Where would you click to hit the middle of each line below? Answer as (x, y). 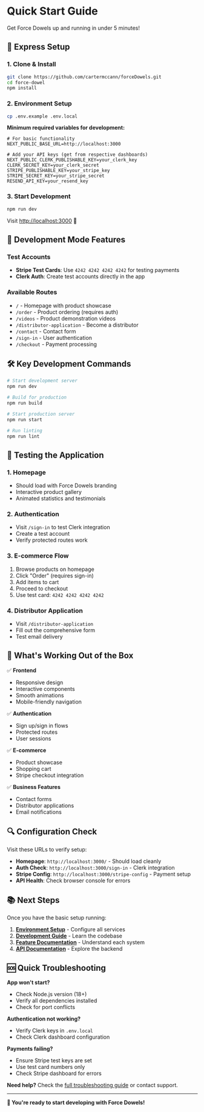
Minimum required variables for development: (66, 128)
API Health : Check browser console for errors (73, 881)
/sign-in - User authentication (54, 338)
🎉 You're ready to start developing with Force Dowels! (76, 1103)
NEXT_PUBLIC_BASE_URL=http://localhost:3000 (64, 144)
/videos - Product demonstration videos (66, 318)
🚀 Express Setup (38, 47)
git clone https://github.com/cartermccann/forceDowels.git (84, 77)
